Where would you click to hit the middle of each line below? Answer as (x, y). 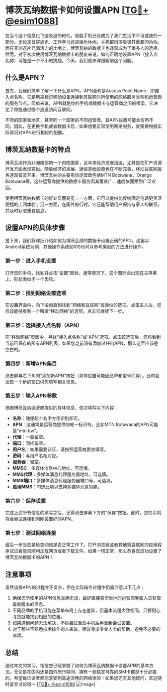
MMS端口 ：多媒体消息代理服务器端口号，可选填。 (64, 480)
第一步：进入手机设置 (31, 261)
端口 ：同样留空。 (30, 443)
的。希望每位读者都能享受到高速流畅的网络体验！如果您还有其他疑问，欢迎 (81, 678)
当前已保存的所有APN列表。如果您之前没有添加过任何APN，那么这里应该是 (82, 343)
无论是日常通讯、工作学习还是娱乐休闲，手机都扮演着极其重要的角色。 (90, 42)
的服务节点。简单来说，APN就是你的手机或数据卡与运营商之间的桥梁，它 (80, 103)
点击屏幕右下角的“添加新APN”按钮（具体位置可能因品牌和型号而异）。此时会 (83, 375)
